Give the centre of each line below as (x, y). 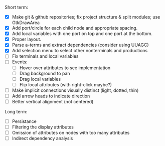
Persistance (24, 121)
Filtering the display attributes (43, 127)
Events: (20, 62)
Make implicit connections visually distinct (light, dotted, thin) (75, 90)
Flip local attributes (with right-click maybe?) (66, 84)
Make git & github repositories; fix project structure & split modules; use (86, 17)
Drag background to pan (45, 73)
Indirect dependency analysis (42, 138)
